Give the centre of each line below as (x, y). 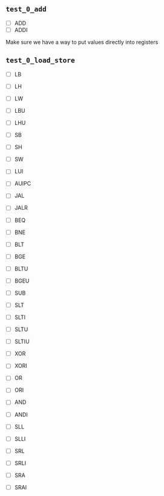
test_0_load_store (40, 60)
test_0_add (26, 9)
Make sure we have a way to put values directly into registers (82, 42)
